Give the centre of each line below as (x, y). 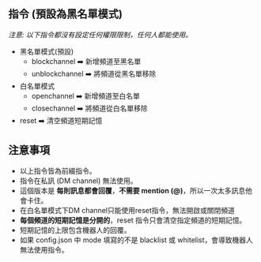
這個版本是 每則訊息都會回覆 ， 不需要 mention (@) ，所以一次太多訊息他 (136, 190)
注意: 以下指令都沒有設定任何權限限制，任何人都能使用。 (100, 35)
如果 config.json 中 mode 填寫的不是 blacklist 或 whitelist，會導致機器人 (136, 240)
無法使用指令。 (44, 249)
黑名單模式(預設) (47, 51)
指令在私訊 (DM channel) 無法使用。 (78, 181)
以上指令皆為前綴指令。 (58, 170)
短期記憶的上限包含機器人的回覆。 (75, 230)
